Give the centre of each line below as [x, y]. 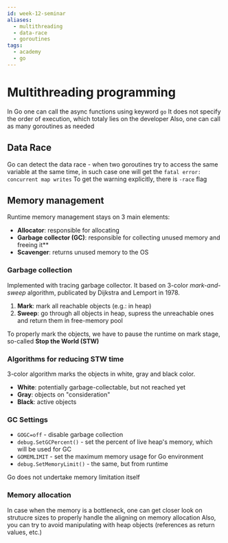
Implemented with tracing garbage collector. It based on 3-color [98, 285]
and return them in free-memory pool [70, 320]
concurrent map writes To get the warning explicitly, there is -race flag [107, 179]
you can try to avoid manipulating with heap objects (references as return [111, 524]
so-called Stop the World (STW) [53, 341]
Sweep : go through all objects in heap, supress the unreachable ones [115, 313]
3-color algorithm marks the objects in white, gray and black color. [101, 374]
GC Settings [27, 419]
